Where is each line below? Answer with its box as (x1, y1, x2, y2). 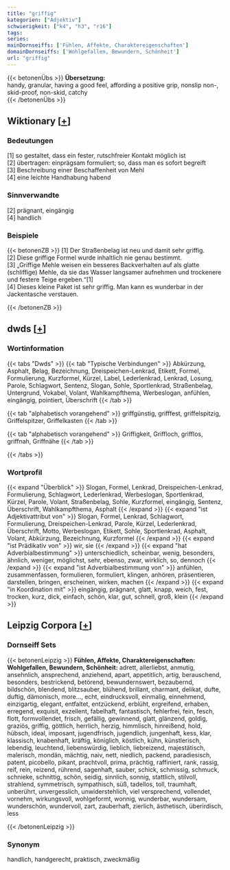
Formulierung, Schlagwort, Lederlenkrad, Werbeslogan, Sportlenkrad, (7, 490, 205, 499)
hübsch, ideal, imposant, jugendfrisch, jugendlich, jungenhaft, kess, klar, (7, 729, 212, 737)
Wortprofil (7, 468, 43, 477)
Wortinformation (7, 344, 64, 354)
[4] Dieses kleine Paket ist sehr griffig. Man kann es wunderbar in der (7, 283, 204, 291)
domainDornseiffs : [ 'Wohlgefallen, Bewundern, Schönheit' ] (7, 49, 180, 56)
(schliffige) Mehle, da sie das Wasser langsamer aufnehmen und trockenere (7, 268, 222, 277)
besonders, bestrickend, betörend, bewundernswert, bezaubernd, (7, 678, 194, 686)
